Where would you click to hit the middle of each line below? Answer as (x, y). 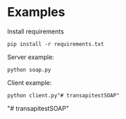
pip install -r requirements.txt (56, 44)
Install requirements (36, 31)
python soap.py (29, 70)
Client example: (30, 82)
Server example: (31, 57)
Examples (36, 12)
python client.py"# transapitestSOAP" (63, 95)
